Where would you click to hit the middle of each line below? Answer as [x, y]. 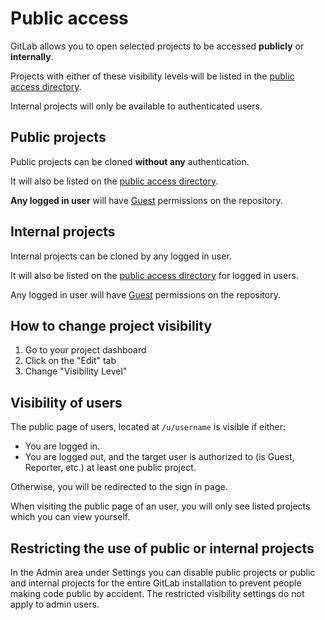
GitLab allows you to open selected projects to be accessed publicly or [157, 46]
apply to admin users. [55, 604]
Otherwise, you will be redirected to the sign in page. [119, 487]
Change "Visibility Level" [76, 371]
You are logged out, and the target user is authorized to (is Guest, [159, 457]
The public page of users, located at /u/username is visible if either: [148, 427]
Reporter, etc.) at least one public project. [110, 468]
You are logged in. [62, 446]
